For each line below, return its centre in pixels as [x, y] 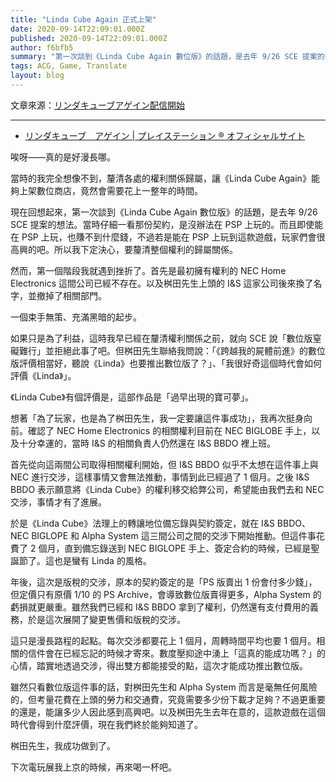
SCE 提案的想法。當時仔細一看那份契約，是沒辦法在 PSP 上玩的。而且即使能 [167, 224]
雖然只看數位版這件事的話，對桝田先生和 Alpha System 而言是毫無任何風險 [164, 687]
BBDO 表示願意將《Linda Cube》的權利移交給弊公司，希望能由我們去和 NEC [167, 489]
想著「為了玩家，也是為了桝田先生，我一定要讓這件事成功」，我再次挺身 [157, 418]
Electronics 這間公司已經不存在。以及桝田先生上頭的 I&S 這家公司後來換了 [162, 283]
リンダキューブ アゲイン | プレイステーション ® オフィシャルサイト [165, 135]
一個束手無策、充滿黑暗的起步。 [76, 317]
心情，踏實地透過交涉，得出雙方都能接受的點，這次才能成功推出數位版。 [159, 665]
